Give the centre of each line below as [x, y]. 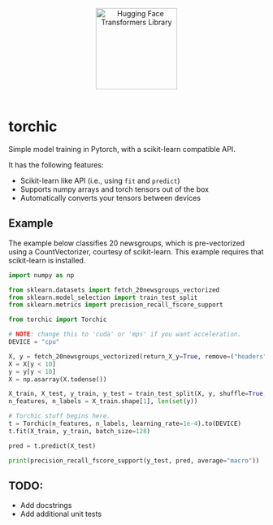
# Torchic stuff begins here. [60, 416]
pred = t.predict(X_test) [52, 446]
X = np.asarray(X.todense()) [58, 379]
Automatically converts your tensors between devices [110, 197]
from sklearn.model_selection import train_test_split [103, 297]
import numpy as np [41, 275]
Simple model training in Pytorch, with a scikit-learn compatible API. [122, 149]
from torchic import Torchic [58, 320]
